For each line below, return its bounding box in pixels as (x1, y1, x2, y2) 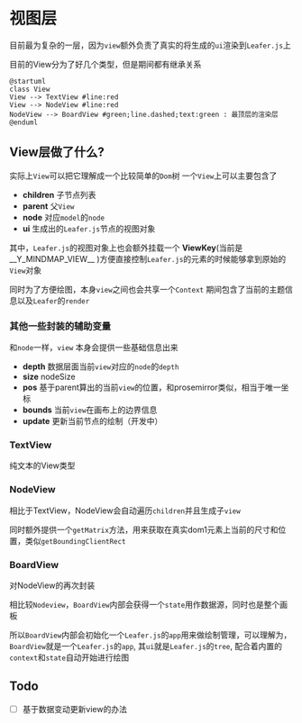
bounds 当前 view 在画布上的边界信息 (22, 404, 158, 415)
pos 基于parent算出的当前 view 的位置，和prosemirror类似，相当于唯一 (22, 382, 281, 393)
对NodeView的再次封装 (9, 580, 96, 591)
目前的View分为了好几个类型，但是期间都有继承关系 (9, 59, 202, 69)
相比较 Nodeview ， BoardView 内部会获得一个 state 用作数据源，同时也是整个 (9, 599, 280, 610)
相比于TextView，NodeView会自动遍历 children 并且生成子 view (9, 505, 241, 516)
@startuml (9, 77, 47, 86)
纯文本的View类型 (9, 460, 76, 471)
